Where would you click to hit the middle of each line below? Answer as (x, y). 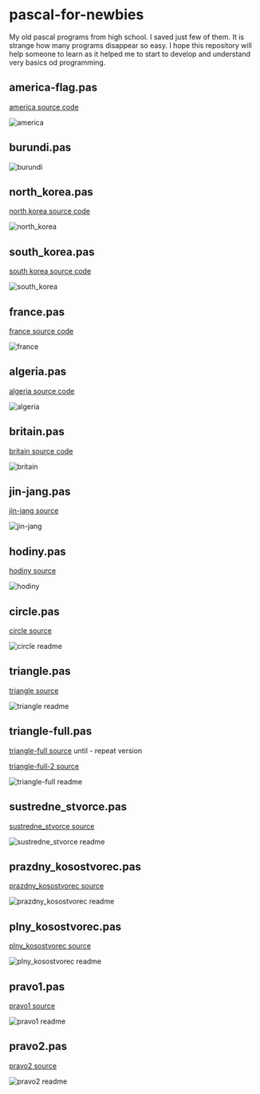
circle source (31, 631)
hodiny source (33, 571)
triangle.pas (40, 671)
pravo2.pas (38, 1046)
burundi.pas (40, 148)
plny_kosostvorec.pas (65, 926)
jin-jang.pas (40, 492)
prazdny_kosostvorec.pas (75, 866)
